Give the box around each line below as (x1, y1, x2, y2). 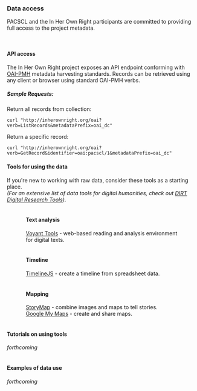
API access (7, 50, 36, 57)
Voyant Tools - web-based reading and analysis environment (25, 229, 178, 237)
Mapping (25, 290, 49, 298)
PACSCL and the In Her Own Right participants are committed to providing (7, 18, 192, 25)
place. (7, 183, 23, 190)
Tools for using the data (7, 163, 68, 170)
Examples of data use (7, 364, 62, 372)
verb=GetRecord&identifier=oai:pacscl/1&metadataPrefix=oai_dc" (7, 150, 172, 156)
